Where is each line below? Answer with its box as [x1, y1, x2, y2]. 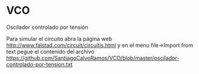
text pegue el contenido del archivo [6, 48, 95, 55]
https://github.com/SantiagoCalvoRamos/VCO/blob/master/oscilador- [6, 54, 180, 61]
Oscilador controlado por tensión [6, 23, 89, 31]
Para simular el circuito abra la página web [6, 35, 113, 42]
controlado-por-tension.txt [6, 61, 73, 68]
